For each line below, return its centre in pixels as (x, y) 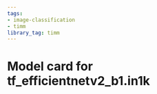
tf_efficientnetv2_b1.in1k (78, 81)
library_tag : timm (33, 33)
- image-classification (41, 20)
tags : (15, 13)
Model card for (50, 67)
